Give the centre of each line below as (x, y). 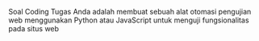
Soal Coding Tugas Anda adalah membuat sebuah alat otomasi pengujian (130, 12)
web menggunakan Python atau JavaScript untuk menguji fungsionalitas (129, 20)
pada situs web (33, 29)
